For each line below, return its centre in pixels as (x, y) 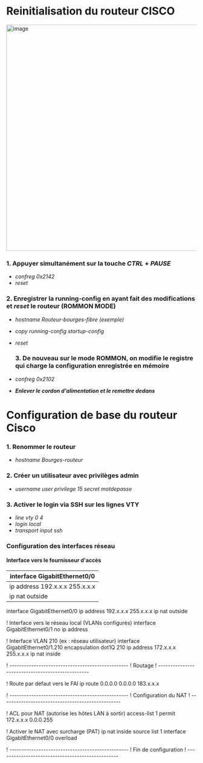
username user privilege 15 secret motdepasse (73, 489)
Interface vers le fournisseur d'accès (54, 560)
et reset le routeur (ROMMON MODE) (61, 306)
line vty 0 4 (29, 517)
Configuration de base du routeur (92, 415)
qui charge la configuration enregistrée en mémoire (92, 366)
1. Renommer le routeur (41, 447)
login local (28, 524)
